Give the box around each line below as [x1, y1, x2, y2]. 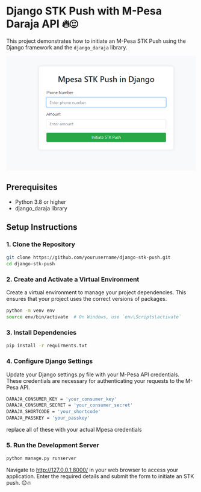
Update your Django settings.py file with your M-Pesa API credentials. [6, 371, 180, 378]
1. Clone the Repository [6, 240, 75, 248]
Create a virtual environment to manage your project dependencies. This [6, 289, 187, 296]
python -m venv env [6, 307, 55, 314]
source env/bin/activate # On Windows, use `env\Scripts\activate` [6, 314, 182, 320]
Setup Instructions [6, 222, 78, 232]
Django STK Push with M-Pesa [6, 4, 162, 18]
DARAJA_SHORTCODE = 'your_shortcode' [6, 409, 101, 415]
